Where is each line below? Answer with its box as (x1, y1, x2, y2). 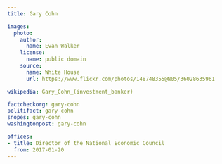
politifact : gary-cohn (7, 107, 74, 115)
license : (20, 49, 46, 56)
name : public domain (25, 56, 86, 63)
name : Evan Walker (25, 43, 80, 50)
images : (7, 23, 30, 30)
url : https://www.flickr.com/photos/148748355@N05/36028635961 (25, 75, 216, 82)
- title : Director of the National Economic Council (7, 139, 165, 146)
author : (20, 36, 42, 43)
